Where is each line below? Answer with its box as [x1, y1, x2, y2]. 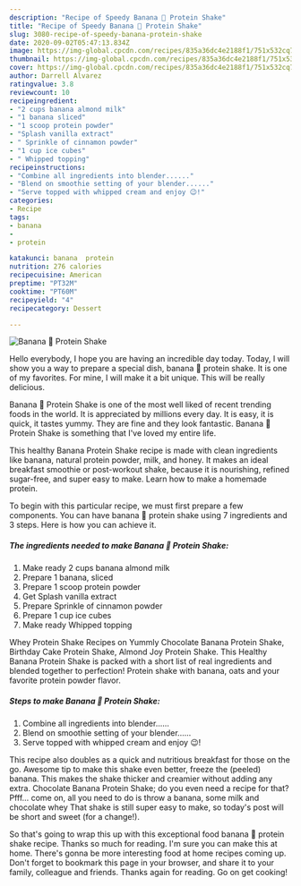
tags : [9, 212, 30, 222]
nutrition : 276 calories [9, 262, 102, 271]
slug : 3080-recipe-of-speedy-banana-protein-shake [9, 30, 202, 38]
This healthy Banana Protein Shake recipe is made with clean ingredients [9, 445, 278, 456]
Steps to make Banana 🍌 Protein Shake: [9, 695, 160, 706]
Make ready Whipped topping [21, 619, 133, 631]
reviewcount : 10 [9, 88, 70, 97]
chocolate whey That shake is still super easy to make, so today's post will [9, 802, 284, 813]
